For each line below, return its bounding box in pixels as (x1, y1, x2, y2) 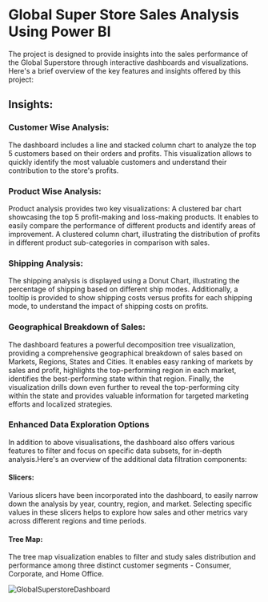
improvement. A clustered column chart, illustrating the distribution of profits (8, 229, 261, 239)
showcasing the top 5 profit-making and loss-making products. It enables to (8, 212, 258, 222)
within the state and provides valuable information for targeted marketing (8, 391, 250, 400)
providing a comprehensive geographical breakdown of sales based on (8, 348, 243, 358)
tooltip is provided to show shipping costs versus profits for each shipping (8, 293, 253, 303)
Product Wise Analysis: (8, 186, 102, 197)
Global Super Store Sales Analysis (8, 6, 240, 24)
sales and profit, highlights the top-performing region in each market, (8, 365, 237, 375)
